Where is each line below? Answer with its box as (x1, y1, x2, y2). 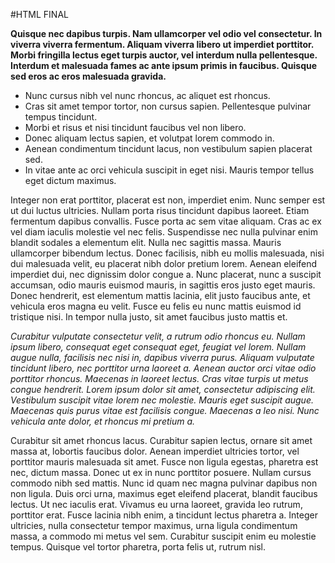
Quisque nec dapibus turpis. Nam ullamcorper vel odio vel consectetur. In (10, 28, 323, 39)
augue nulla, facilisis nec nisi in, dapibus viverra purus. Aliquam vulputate (10, 352, 315, 363)
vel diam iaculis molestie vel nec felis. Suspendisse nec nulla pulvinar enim (10, 226, 318, 238)
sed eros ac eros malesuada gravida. (10, 70, 167, 82)
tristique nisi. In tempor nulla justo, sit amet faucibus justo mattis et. (10, 311, 288, 323)
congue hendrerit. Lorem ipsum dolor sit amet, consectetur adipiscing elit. (10, 384, 316, 395)
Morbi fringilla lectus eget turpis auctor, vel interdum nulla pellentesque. (10, 49, 318, 61)
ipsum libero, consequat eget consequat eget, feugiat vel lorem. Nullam (10, 341, 307, 353)
